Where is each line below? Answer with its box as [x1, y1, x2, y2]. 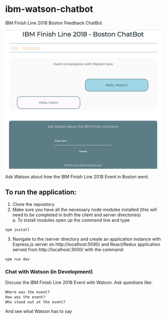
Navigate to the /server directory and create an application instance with [12, 236, 161, 242]
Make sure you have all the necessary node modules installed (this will [12, 206, 157, 212]
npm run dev [5, 256, 30, 261]
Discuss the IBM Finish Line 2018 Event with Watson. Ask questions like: [5, 279, 153, 285]
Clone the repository [12, 201, 55, 207]
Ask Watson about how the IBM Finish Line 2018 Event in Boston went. [5, 174, 150, 180]
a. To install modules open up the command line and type [12, 217, 130, 223]
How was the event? [5, 294, 46, 300]
